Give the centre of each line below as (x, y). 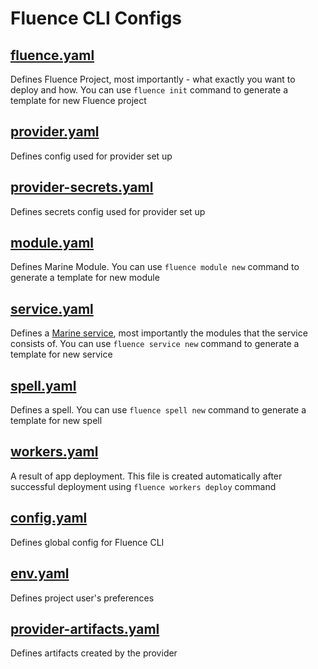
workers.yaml (54, 452)
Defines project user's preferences (82, 598)
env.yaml (40, 573)
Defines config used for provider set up (91, 156)
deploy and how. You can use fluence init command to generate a (149, 90)
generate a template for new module (85, 278)
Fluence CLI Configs (96, 18)
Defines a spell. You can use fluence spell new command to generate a (158, 410)
